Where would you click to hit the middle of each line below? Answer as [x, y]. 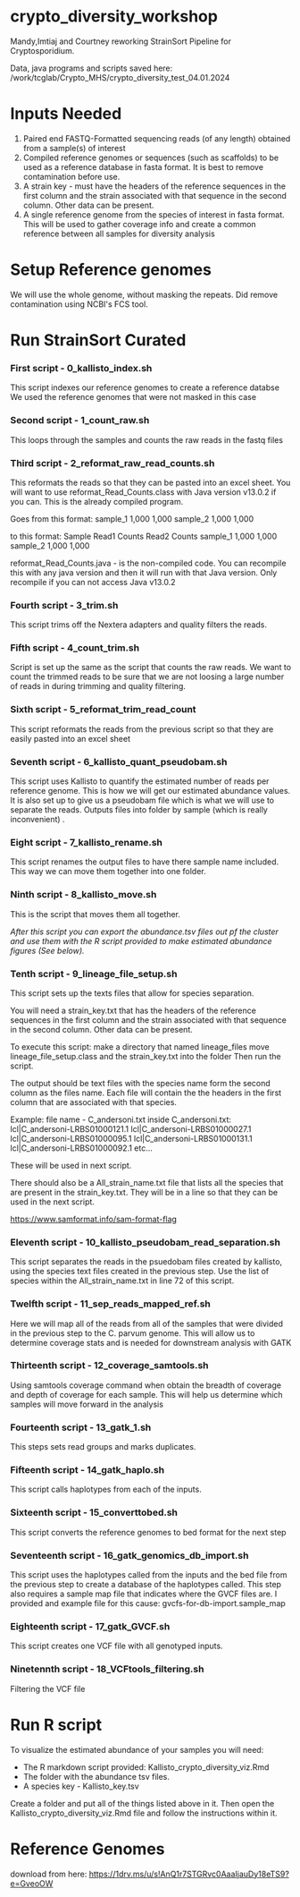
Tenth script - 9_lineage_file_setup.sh [94, 974]
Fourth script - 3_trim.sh [64, 605]
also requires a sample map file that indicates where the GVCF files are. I [144, 1594]
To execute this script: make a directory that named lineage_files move [140, 1046]
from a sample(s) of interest [74, 148]
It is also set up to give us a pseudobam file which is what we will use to [142, 800]
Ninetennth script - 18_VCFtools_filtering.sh [107, 1669]
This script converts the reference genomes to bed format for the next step [148, 1532]
